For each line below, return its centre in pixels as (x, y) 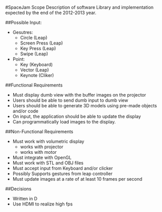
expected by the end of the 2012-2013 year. (51, 13)
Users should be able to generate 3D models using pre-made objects (85, 105)
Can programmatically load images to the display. (64, 122)
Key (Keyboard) (36, 65)
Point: (19, 59)
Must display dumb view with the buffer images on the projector (79, 95)
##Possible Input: (24, 23)
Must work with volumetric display (48, 141)
